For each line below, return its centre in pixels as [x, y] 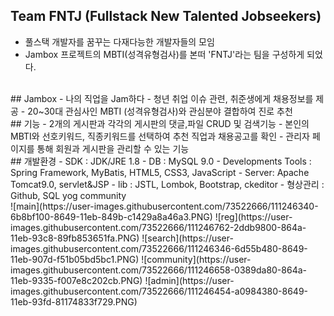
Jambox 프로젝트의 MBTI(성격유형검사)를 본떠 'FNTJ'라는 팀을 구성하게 [164, 54]
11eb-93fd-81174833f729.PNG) [74, 301]
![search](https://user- [187, 238]
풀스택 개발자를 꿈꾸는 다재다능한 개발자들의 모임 [119, 41]
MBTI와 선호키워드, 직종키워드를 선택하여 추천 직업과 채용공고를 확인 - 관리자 [160, 136]
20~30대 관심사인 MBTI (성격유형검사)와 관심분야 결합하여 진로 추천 [160, 111]
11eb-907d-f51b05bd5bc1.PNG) [75, 259]
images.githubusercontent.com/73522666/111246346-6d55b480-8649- [159, 248]
